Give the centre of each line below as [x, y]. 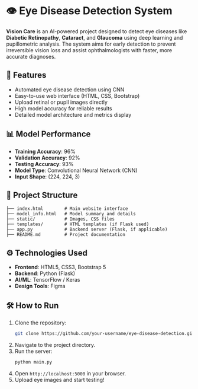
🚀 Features [26, 75]
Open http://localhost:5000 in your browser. [70, 373]
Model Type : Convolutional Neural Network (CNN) [76, 170]
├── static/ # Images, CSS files [61, 219]
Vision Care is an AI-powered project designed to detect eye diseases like [97, 31]
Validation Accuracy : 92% [47, 158]
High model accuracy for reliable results [63, 108]
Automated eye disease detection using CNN [69, 90]
